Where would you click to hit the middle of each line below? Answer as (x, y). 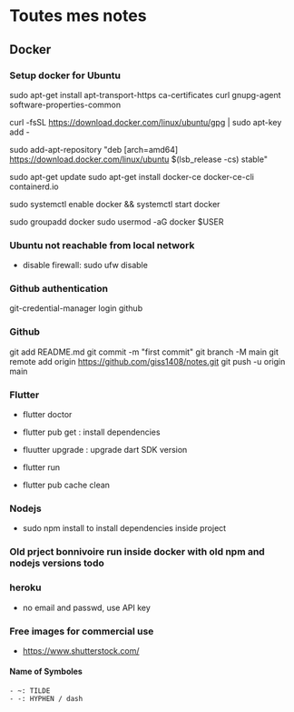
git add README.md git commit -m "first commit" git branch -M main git (144, 352)
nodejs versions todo (57, 563)
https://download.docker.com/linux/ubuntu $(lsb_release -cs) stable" (138, 159)
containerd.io (34, 186)
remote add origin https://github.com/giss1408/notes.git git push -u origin (147, 361)
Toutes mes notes (78, 16)
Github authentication (59, 289)
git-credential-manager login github (76, 308)
